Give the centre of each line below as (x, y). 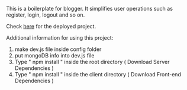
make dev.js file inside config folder (58, 49)
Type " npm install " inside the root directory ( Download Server (92, 62)
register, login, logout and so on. (46, 15)
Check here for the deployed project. (51, 26)
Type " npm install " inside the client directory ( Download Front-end (98, 74)
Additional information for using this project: (60, 38)
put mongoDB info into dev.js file (54, 55)
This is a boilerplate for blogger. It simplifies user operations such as (90, 9)
